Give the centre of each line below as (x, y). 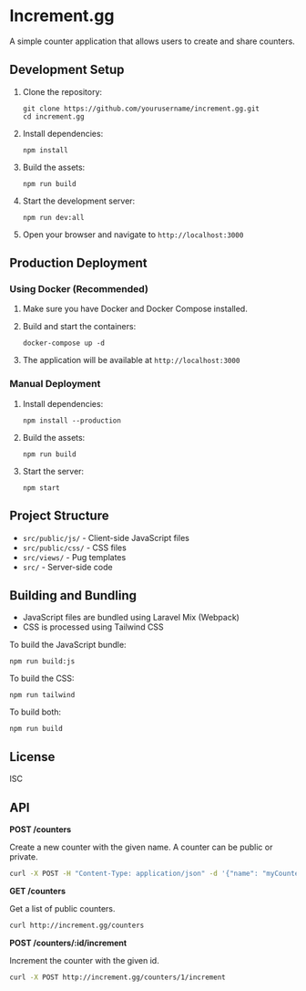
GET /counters (38, 891)
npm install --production (71, 421)
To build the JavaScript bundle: (68, 645)
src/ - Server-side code (67, 567)
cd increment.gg (53, 116)
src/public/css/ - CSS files (75, 548)
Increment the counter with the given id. (84, 960)
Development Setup (67, 70)
